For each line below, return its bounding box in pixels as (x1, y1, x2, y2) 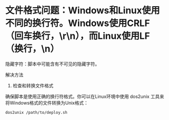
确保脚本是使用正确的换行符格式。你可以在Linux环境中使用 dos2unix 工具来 (5, 93, 164, 100)
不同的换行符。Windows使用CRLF (5, 17, 150, 29)
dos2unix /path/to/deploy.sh (5, 110, 68, 115)
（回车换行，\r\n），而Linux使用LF (5, 30, 150, 42)
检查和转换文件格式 (12, 82, 54, 88)
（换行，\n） (5, 43, 60, 55)
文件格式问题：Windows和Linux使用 (5, 5, 160, 16)
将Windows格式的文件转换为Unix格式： (5, 100, 89, 106)
